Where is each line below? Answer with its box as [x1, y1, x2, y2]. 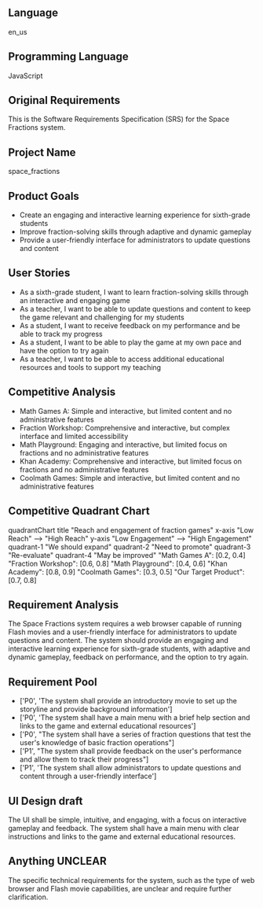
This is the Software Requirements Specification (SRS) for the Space [8, 114, 230, 124]
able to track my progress [19, 329, 104, 338]
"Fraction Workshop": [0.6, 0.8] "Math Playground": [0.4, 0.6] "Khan [8, 559, 228, 568]
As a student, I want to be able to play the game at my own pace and [19, 338, 242, 347]
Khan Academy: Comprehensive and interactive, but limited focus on [19, 456, 242, 466]
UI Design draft [8, 794, 83, 807]
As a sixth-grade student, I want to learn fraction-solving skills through [19, 287, 249, 297]
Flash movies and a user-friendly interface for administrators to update [8, 627, 237, 637]
